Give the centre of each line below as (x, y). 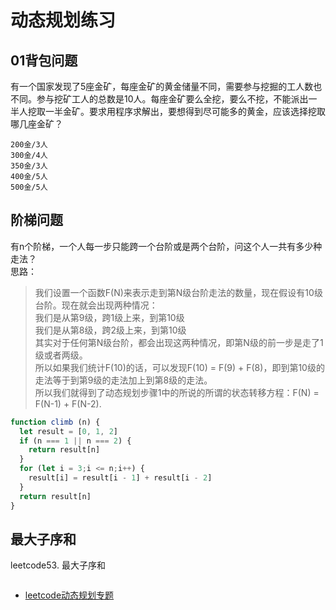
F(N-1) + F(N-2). (68, 403)
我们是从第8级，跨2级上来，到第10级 (110, 330)
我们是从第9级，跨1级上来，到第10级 (109, 317)
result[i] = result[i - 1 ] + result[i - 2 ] (120, 478)
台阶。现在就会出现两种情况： (96, 305)
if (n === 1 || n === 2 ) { (75, 441)
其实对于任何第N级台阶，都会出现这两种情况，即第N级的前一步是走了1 (179, 342)
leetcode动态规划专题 (69, 595)
